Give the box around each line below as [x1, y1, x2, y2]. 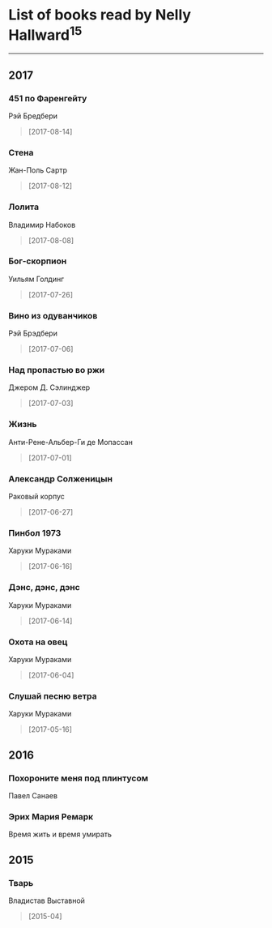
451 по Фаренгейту [8, 92, 87, 104]
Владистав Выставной [8, 896, 85, 905]
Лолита [8, 201, 39, 212]
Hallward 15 [8, 23, 83, 45]
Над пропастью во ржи [8, 365, 105, 376]
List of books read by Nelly [8, 6, 192, 24]
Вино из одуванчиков [8, 310, 98, 321]
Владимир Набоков [8, 220, 76, 229]
